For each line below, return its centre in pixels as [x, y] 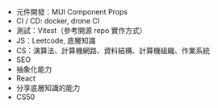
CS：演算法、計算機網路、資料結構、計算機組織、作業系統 [113, 50]
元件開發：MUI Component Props [71, 12]
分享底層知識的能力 [48, 88]
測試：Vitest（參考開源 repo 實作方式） [81, 30]
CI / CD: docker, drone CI [58, 21]
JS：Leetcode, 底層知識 [56, 40]
